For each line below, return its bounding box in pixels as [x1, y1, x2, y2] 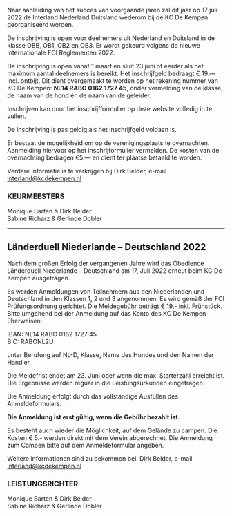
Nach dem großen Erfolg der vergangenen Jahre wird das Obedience [7, 259, 204, 268]
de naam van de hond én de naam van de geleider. [7, 91, 152, 99]
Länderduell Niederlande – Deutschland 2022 [7, 241, 206, 253]
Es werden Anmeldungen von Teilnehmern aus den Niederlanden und [7, 287, 205, 296]
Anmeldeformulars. [7, 400, 62, 408]
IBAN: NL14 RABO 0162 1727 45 [7, 330, 97, 338]
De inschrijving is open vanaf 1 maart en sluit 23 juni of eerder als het [7, 62, 204, 70]
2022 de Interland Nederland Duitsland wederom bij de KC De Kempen [7, 13, 209, 21]
